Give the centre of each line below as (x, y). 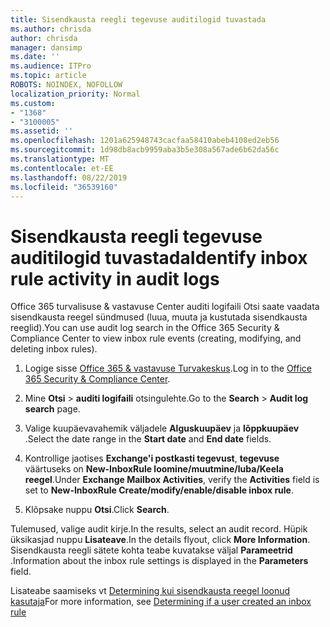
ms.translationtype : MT (60, 159)
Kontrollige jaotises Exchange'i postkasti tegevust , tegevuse (152, 458)
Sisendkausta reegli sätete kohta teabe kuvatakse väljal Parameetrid (151, 550)
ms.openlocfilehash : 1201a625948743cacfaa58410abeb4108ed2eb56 (145, 141)
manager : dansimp (46, 47)
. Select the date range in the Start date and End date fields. (148, 439)
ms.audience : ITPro (51, 66)
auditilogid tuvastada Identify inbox (159, 257)
